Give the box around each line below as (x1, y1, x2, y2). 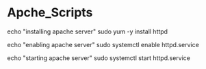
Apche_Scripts (7, 5, 93, 20)
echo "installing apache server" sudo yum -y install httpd (7, 27, 168, 36)
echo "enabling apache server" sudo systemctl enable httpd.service (7, 40, 200, 49)
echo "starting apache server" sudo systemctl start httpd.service (7, 53, 190, 62)
